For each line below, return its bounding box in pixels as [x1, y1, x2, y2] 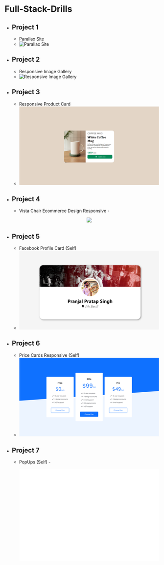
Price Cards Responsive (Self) [19, 352, 80, 358]
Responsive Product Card [19, 101, 71, 107]
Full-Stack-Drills [4, 3, 72, 15]
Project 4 [11, 195, 40, 203]
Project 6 [11, 339, 40, 348]
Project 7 [11, 446, 40, 455]
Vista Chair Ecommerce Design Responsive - [19, 208, 110, 214]
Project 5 [11, 232, 40, 241]
